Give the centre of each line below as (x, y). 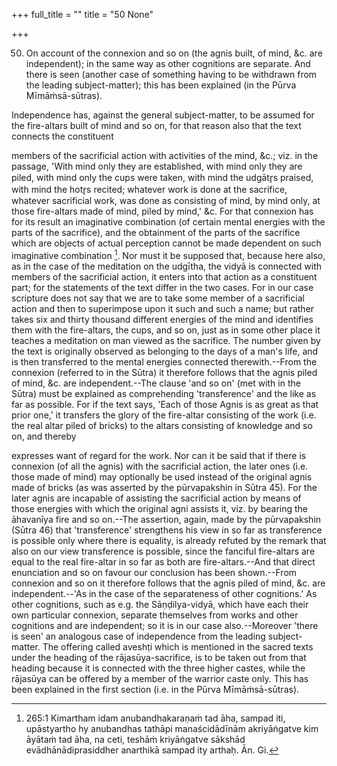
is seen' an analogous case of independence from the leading (138, 636)
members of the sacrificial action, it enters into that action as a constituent (164, 276)
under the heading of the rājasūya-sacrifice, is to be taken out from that (159, 657)
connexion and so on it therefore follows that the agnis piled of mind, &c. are (168, 583)
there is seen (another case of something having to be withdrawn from (171, 74)
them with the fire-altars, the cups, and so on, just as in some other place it (166, 330)
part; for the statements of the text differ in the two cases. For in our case (162, 287)
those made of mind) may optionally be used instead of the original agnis (162, 476)
